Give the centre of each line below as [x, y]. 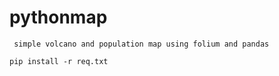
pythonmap [58, 17]
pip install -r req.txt [59, 61]
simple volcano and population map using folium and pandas [141, 44]
